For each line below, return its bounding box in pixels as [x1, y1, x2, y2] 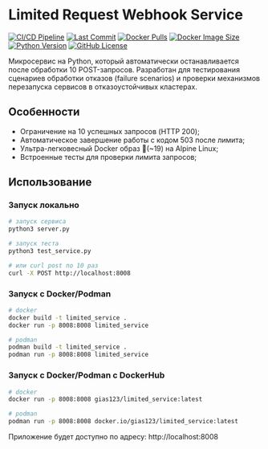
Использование [8, 175, 92, 190]
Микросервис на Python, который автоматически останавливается [8, 56, 239, 66]
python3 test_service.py [8, 247, 91, 255]
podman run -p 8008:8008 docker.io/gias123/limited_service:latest [8, 418, 239, 426]
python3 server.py [8, 225, 70, 234]
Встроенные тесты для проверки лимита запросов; [19, 152, 197, 161]
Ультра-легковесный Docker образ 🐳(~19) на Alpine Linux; [19, 143, 219, 153]
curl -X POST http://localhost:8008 [8, 269, 131, 277]
